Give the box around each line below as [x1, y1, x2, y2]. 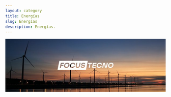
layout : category [5, 8, 42, 13]
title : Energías [5, 13, 40, 19]
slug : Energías [5, 19, 38, 24]
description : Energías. [5, 24, 56, 29]
